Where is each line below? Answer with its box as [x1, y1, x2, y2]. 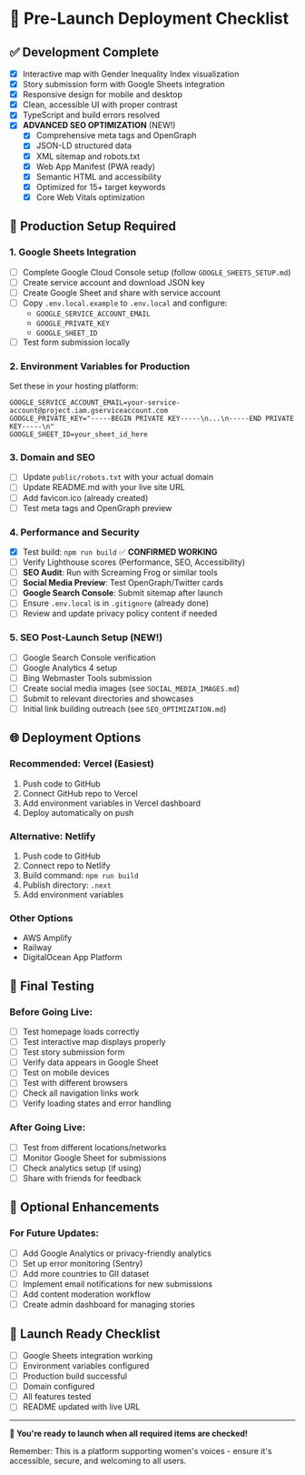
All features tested [22, 1391, 92, 1402]
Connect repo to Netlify [22, 860, 111, 871]
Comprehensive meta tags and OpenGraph [35, 130, 197, 141]
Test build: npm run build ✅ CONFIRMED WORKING [22, 546, 218, 557]
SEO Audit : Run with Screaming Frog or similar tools [22, 567, 218, 578]
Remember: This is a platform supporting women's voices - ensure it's [9, 1446, 272, 1457]
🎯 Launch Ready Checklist [9, 1326, 161, 1341]
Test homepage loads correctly [22, 1027, 140, 1038]
